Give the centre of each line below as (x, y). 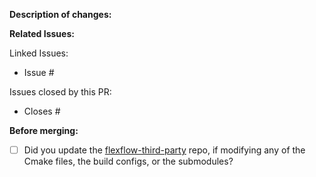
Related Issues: (42, 33)
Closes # (42, 111)
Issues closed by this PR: (60, 92)
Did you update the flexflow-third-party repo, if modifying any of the (164, 150)
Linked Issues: (39, 53)
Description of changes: (60, 14)
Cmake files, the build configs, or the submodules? (128, 161)
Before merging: (44, 130)
